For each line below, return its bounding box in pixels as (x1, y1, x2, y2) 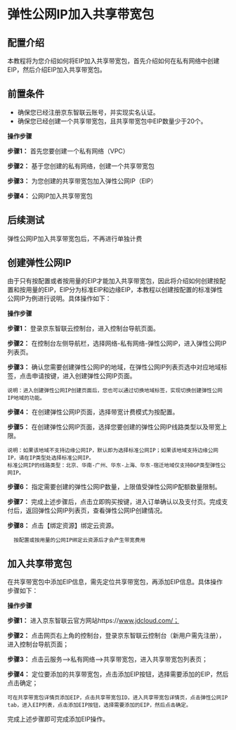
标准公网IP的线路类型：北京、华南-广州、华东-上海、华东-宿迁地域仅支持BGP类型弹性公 (7, 462, 226, 469)
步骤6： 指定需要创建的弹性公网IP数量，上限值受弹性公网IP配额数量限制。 (7, 483, 221, 491)
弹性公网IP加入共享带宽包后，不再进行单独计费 (7, 234, 143, 243)
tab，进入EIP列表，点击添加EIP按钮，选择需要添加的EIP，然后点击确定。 (7, 702, 192, 709)
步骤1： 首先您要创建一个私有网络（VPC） (7, 146, 129, 155)
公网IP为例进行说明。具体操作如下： (7, 294, 112, 303)
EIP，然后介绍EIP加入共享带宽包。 (7, 65, 107, 74)
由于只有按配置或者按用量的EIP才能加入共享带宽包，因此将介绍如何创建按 (7, 277, 220, 285)
